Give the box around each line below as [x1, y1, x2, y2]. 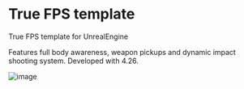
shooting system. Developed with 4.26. [8, 56, 139, 66]
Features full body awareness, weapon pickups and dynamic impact [8, 47, 237, 57]
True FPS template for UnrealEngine [8, 32, 129, 41]
